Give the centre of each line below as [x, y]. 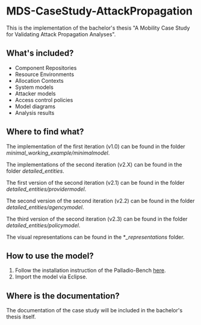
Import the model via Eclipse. [51, 277]
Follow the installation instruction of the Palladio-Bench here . [90, 271]
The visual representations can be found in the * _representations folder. [95, 237]
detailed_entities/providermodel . [46, 189]
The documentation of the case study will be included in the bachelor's [94, 311]
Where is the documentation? [63, 296]
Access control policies [44, 100]
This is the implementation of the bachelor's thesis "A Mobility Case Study [98, 28]
